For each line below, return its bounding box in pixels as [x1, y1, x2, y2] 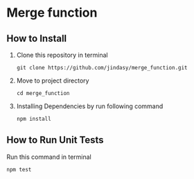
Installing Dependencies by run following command [16, 102, 164, 110]
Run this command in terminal [6, 153, 91, 161]
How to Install [6, 33, 67, 44]
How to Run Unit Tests [6, 134, 105, 146]
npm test [6, 166, 32, 173]
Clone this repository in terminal [16, 51, 108, 59]
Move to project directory [16, 76, 89, 85]
